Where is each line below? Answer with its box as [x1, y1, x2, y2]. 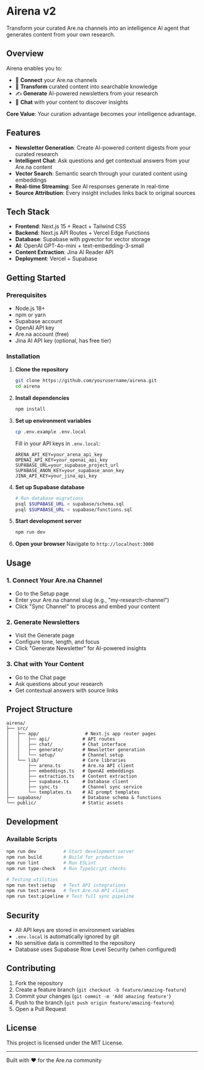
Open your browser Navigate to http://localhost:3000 [15, 540, 154, 547]
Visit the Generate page [15, 632, 75, 639]
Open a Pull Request [15, 1005, 67, 1012]
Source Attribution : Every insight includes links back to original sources [15, 189, 195, 196]
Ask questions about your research [15, 680, 103, 687]
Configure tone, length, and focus [15, 638, 100, 645]
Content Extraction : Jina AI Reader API [15, 249, 114, 256]
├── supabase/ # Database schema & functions [6, 795, 162, 801]
